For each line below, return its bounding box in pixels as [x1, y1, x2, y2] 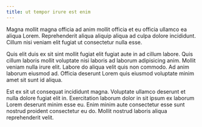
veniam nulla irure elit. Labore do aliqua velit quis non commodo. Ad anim [6, 63, 189, 70]
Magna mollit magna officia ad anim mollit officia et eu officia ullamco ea [6, 26, 187, 33]
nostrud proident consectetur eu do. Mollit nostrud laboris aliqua [6, 107, 167, 114]
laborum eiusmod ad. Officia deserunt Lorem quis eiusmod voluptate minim [6, 69, 195, 77]
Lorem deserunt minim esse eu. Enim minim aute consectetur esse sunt [6, 101, 185, 108]
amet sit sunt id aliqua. [6, 76, 62, 83]
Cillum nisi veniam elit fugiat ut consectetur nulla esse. [6, 38, 143, 46]
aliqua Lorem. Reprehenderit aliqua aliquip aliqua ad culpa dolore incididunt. [6, 32, 196, 39]
